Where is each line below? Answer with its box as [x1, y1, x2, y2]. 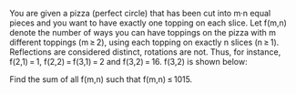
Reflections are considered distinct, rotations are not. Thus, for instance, [9, 47, 281, 57]
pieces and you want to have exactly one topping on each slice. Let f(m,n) [9, 17, 287, 28]
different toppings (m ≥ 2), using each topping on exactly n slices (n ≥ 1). [9, 37, 280, 47]
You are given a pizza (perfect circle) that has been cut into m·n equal [9, 8, 271, 18]
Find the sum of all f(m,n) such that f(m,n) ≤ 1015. [9, 74, 193, 85]
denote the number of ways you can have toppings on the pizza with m [9, 27, 276, 37]
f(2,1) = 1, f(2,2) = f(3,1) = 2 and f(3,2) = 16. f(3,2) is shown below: [9, 57, 248, 67]
